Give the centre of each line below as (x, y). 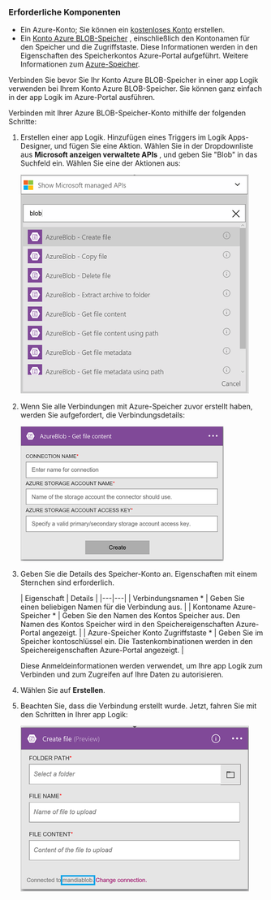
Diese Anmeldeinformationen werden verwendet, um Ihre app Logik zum (142, 666)
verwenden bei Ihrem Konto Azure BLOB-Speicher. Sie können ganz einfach (135, 89)
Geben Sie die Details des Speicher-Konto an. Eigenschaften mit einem (139, 574)
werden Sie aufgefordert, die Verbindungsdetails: (102, 415)
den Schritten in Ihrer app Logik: (74, 715)
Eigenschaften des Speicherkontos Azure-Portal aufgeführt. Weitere (134, 56)
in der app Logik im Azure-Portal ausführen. (82, 97)
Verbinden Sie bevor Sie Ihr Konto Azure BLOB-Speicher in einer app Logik (133, 80)
